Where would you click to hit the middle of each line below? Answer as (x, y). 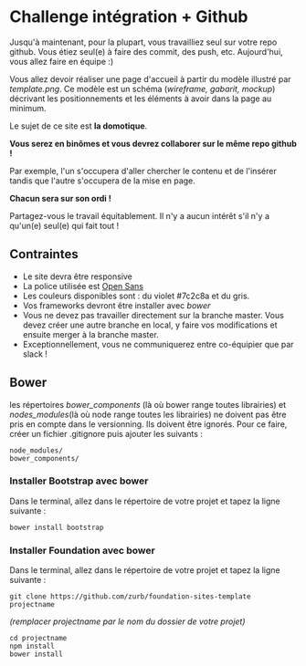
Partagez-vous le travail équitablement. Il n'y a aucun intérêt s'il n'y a (139, 215)
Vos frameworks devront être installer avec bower (116, 305)
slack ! (35, 354)
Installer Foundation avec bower (82, 550)
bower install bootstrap (57, 527)
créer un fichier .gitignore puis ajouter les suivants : (106, 433)
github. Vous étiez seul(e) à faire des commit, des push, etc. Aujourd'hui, (146, 51)
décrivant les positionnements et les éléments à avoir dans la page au (141, 99)
